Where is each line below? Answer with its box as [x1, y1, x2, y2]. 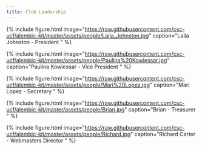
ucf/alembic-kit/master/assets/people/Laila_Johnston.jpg [6, 31, 149, 39]
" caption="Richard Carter [130, 130, 196, 137]
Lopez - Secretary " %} [6, 87, 65, 94]
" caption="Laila [148, 31, 189, 39]
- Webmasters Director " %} [6, 137, 76, 144]
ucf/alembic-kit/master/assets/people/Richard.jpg [6, 130, 131, 137]
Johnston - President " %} [6, 38, 72, 45]
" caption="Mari [149, 81, 190, 88]
